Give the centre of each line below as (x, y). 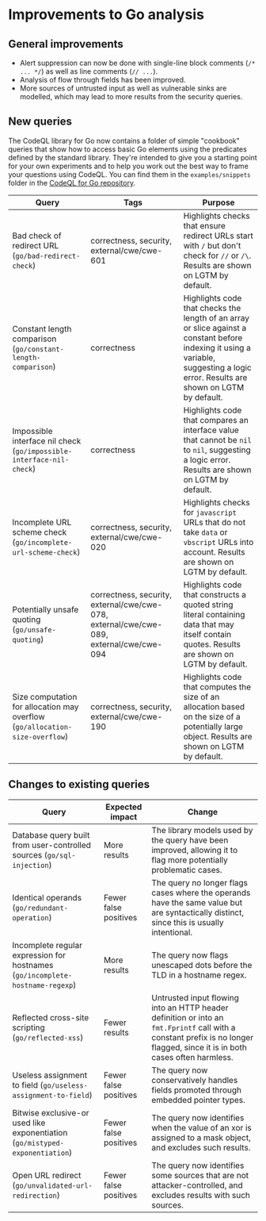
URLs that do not (215, 522)
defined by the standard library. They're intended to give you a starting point (133, 157)
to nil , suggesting (217, 450)
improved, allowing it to (195, 850)
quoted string (208, 605)
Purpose (218, 202)
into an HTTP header (190, 1008)
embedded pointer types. (198, 1100)
